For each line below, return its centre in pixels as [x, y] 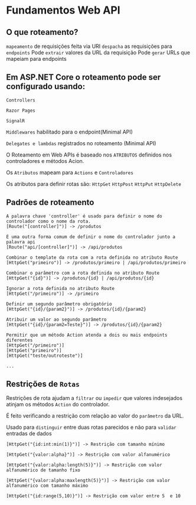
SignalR [16, 121]
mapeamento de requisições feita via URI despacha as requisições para [89, 46]
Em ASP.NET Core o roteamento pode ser [84, 77]
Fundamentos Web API [63, 10]
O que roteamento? [42, 32]
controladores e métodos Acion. [45, 161]
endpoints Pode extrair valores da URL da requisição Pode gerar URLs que [98, 53]
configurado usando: [46, 87]
